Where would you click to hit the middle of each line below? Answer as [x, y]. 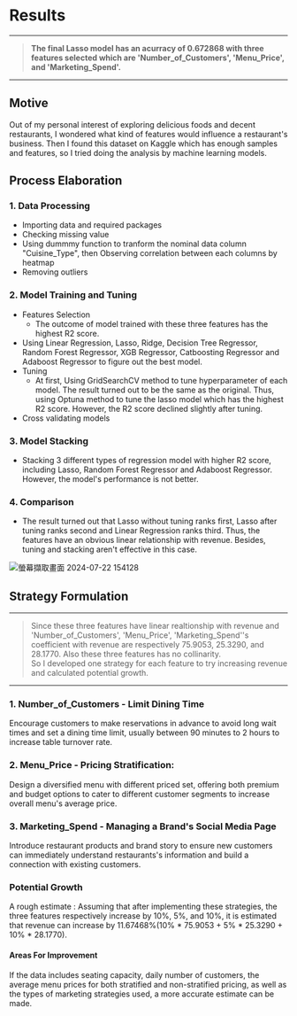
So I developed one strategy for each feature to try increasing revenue [159, 663]
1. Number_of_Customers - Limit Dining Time [107, 704]
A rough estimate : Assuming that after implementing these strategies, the [144, 907]
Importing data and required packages [91, 225]
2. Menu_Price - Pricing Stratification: [92, 765]
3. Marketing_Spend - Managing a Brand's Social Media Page [143, 826]
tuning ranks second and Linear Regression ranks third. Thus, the [141, 531]
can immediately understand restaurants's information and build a [129, 855]
